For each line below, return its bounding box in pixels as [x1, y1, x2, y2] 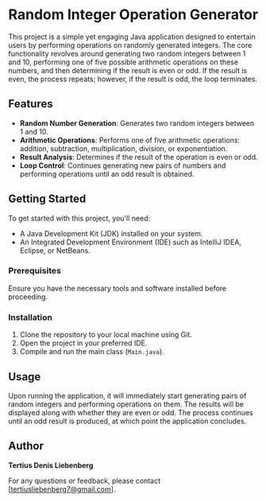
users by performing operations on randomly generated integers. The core [8, 40, 253, 49]
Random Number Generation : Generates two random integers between [19, 118, 255, 128]
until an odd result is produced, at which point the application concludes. [8, 416, 247, 426]
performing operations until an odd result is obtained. [19, 169, 195, 178]
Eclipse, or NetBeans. [19, 245, 91, 255]
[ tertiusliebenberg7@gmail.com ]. [8, 484, 116, 494]
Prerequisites [8, 265, 61, 276]
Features [8, 97, 53, 111]
